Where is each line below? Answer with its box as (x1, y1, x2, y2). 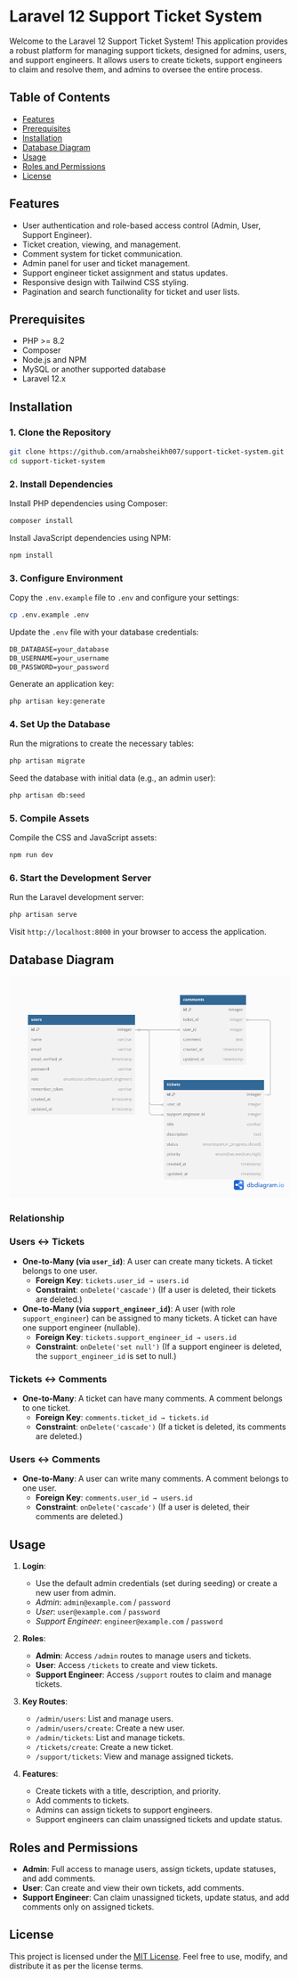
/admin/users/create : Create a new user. (35, 1722, 185, 1734)
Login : (21, 1561, 46, 1572)
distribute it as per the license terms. (9, 1960, 144, 1971)
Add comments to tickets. (35, 1796, 130, 1806)
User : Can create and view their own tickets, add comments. (21, 1883, 245, 1894)
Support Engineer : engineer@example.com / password (35, 1616, 224, 1627)
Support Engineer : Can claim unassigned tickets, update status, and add (21, 1892, 290, 1903)
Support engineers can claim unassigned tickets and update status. (35, 1814, 283, 1825)
